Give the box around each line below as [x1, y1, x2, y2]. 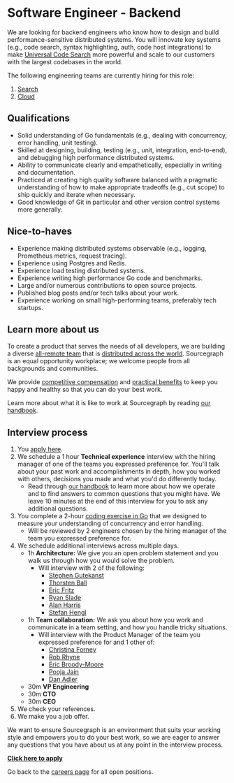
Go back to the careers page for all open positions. [7, 768, 154, 776]
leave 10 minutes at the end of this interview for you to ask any [27, 497, 208, 506]
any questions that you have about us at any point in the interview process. [7, 740, 224, 749]
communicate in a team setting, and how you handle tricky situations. [27, 623, 228, 631]
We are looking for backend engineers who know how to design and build [7, 28, 219, 36]
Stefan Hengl [48, 608, 87, 617]
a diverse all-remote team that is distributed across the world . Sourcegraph [7, 349, 224, 358]
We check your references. [17, 705, 96, 713]
